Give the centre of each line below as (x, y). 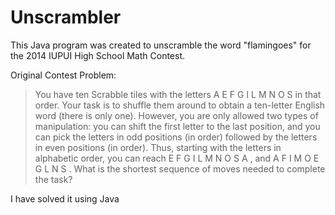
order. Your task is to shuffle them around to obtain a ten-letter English (180, 105)
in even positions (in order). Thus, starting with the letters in (158, 147)
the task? (53, 179)
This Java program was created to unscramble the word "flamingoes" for (161, 45)
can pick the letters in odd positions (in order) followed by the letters (176, 137)
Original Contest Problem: (63, 75)
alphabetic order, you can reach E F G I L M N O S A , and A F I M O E (177, 158)
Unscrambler (66, 17)
